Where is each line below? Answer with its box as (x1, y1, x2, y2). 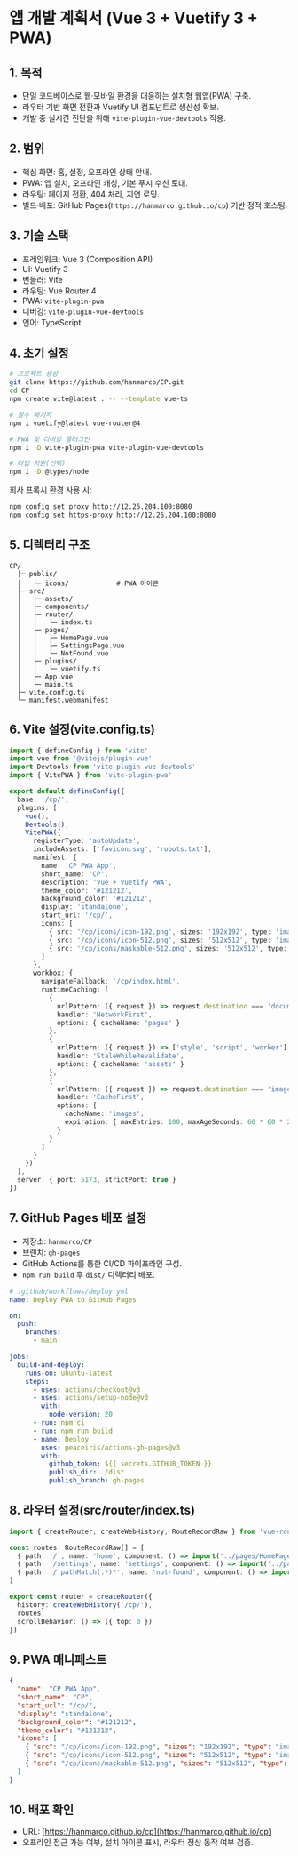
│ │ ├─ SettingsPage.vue (17, 641, 125, 650)
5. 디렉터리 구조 (9, 537, 90, 552)
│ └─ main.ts (17, 679, 74, 689)
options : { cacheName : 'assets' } (56, 1059, 184, 1068)
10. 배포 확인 (9, 1803, 74, 1818)
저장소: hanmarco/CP (21, 1235, 93, 1246)
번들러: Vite (21, 274, 64, 285)
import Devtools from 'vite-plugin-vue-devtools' (9, 762, 197, 772)
